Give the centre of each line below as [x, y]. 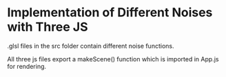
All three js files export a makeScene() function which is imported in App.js [113, 59]
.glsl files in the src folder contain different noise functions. [91, 46]
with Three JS [48, 27]
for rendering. [27, 66]
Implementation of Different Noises [110, 13]
